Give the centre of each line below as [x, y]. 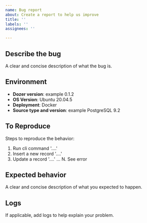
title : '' [16, 19]
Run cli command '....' [35, 148]
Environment [26, 82]
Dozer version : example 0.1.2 [43, 94]
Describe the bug [33, 54]
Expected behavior [36, 175]
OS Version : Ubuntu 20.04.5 [42, 99]
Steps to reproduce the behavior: [40, 138]
